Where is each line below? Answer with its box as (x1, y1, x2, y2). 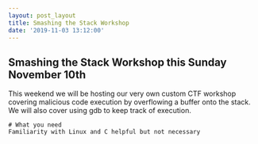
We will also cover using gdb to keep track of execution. (8, 106, 192, 116)
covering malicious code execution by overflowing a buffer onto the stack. (8, 97, 252, 107)
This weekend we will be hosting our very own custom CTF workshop (8, 89, 237, 99)
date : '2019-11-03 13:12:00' (8, 26, 105, 34)
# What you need (8, 121, 62, 129)
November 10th (8, 68, 87, 81)
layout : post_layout (8, 11, 77, 20)
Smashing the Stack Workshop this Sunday (8, 55, 227, 69)
